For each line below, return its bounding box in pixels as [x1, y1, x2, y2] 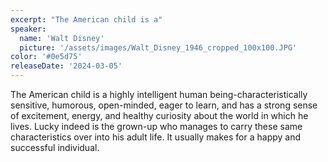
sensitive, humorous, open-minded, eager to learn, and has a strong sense [10, 99, 318, 111]
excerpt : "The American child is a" [10, 14, 163, 25]
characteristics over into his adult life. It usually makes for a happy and [10, 131, 302, 143]
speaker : [10, 24, 47, 34]
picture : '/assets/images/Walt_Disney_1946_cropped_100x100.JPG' [19, 42, 298, 53]
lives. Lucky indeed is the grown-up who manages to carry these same [10, 121, 303, 132]
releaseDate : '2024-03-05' [10, 61, 123, 71]
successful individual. [10, 142, 100, 153]
